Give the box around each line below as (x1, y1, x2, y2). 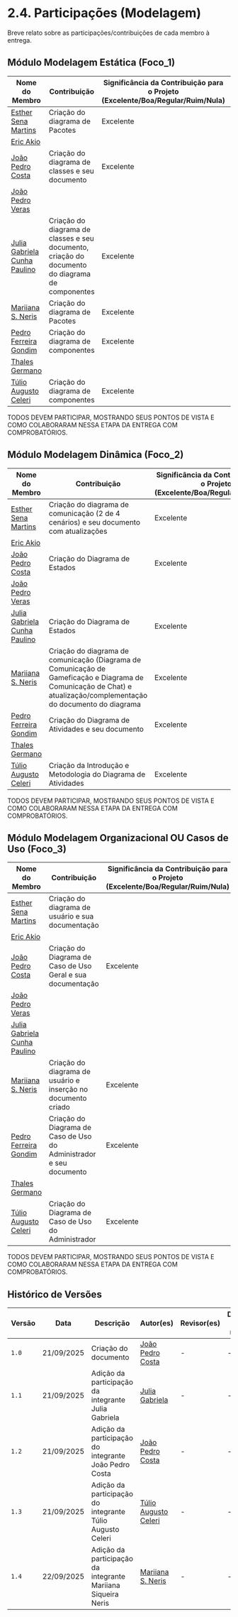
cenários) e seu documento (48, 517, 140, 527)
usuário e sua (48, 911, 94, 921)
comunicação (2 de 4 (48, 508, 120, 518)
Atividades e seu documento (48, 724, 144, 734)
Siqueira (91, 1589, 119, 1599)
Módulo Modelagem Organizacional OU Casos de (7, 832, 229, 844)
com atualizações (48, 526, 108, 536)
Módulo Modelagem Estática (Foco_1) (7, 57, 176, 69)
